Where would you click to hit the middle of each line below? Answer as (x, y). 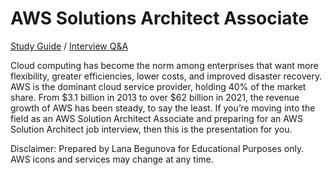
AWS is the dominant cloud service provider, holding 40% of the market (158, 86)
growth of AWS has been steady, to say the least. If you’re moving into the (163, 108)
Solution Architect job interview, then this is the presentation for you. (151, 129)
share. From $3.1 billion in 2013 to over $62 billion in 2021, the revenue (155, 97)
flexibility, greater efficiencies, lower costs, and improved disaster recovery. (166, 76)
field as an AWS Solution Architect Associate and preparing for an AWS (156, 118)
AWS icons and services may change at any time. (112, 159)
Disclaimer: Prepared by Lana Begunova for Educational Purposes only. (157, 148)
